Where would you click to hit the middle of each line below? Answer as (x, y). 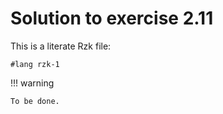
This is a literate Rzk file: (61, 46)
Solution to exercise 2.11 (112, 18)
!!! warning (32, 83)
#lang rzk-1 (35, 64)
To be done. (35, 101)
